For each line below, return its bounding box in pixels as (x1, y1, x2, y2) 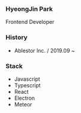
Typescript (14, 81, 41, 88)
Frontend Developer (5, 19, 55, 26)
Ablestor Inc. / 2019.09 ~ (14, 47, 75, 54)
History (5, 33, 28, 42)
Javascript (14, 75, 40, 83)
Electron (14, 94, 35, 102)
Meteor (14, 100, 32, 108)
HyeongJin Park (5, 5, 53, 13)
